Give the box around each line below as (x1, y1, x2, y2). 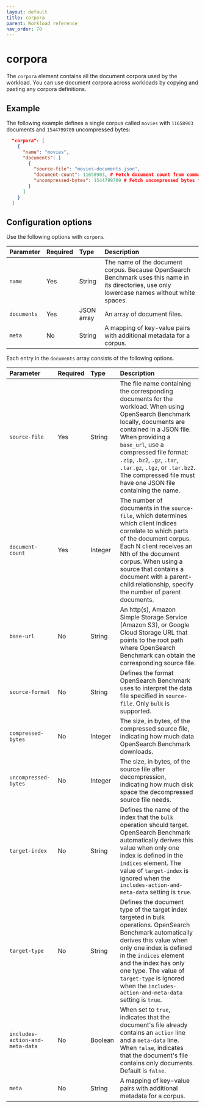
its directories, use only (104, 281, 171, 290)
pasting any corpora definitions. (6, 86, 87, 93)
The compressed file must (120, 471, 195, 479)
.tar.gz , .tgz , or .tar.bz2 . (120, 464, 195, 472)
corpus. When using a (120, 557, 183, 566)
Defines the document (120, 898, 184, 906)
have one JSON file (120, 479, 176, 487)
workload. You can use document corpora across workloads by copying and (6, 79, 198, 86)
